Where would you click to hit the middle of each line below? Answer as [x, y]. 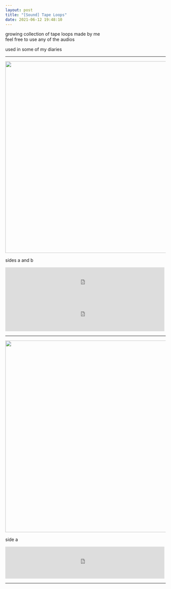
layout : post [19, 10]
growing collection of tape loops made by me [53, 34]
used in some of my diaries [34, 50]
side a [12, 539]
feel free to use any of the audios [40, 39]
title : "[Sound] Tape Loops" [36, 15]
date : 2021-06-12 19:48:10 [34, 19]
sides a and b [19, 260]
